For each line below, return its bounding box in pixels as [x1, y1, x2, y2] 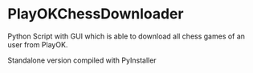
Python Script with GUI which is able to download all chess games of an [7, 31, 246, 41]
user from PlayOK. [7, 39, 68, 49]
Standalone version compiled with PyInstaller [7, 55, 157, 65]
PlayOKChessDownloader [7, 5, 184, 23]
